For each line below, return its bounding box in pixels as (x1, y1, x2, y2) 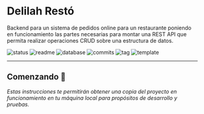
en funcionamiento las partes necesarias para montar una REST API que (7, 30, 187, 37)
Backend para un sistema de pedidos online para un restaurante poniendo (7, 24, 192, 31)
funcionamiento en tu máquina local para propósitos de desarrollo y (7, 94, 177, 101)
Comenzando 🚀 (7, 72, 66, 82)
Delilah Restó (7, 4, 74, 18)
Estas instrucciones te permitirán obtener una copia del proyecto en (7, 87, 177, 95)
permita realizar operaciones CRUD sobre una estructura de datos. (7, 37, 174, 44)
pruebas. (7, 101, 30, 108)
